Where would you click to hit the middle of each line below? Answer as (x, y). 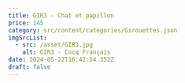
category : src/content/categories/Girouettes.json (93, 30)
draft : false (30, 67)
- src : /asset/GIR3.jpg (54, 45)
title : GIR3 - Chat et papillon (61, 15)
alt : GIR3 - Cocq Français (67, 52)
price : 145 (26, 23)
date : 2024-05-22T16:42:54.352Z (61, 60)
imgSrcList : (28, 38)
